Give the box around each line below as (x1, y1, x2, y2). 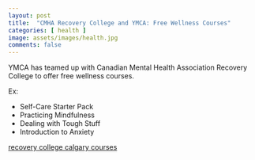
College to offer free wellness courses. (8, 71, 134, 81)
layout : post (8, 11, 51, 20)
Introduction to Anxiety (19, 128, 95, 137)
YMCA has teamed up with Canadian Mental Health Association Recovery (8, 63, 248, 72)
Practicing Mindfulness (19, 110, 95, 120)
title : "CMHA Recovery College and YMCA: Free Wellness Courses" (8, 19, 231, 27)
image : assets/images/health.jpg (8, 33, 118, 42)
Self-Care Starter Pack (19, 102, 94, 112)
